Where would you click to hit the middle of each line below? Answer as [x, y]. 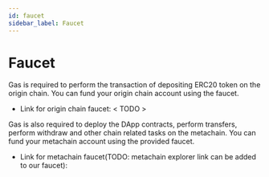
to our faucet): [44, 166]
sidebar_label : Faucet [46, 23]
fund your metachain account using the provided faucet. [102, 142]
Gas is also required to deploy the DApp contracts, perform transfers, [123, 124]
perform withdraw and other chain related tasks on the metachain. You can [132, 133]
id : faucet [26, 16]
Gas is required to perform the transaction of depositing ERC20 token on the [134, 85]
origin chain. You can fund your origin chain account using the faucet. [124, 94]
